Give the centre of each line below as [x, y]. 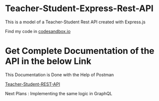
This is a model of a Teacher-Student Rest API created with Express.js [75, 22]
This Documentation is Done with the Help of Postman [60, 75]
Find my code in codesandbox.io [38, 31]
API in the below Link [48, 61]
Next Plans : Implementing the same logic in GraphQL [59, 93]
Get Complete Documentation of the [80, 51]
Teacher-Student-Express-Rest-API [79, 8]
